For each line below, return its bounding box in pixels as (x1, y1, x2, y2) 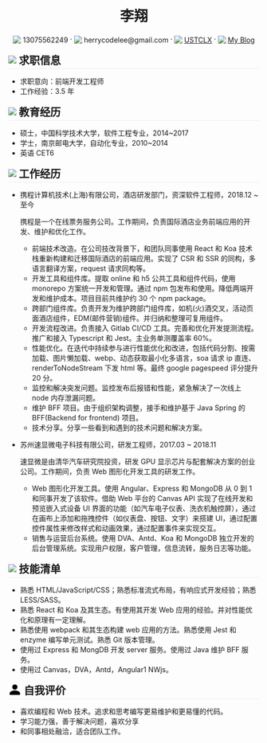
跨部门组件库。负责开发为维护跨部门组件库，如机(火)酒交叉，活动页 (31, 303, 253, 313)
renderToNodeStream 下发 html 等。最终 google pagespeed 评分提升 (31, 363, 259, 373)
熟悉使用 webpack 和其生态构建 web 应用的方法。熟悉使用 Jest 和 (19, 624, 237, 634)
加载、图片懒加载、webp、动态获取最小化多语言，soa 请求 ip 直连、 (31, 353, 256, 362)
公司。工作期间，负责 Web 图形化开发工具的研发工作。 (19, 467, 200, 476)
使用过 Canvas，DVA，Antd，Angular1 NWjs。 (19, 664, 173, 674)
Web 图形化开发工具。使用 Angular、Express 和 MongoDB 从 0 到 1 (31, 483, 253, 493)
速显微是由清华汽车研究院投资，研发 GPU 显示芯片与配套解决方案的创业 (19, 456, 256, 466)
